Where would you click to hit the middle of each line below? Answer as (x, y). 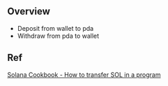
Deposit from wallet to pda (55, 28)
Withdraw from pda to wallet (58, 36)
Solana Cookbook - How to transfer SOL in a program (84, 74)
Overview (29, 12)
